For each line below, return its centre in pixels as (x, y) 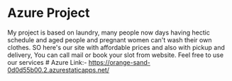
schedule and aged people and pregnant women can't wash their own (110, 39)
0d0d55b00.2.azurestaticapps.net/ (59, 70)
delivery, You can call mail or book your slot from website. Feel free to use (116, 55)
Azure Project (49, 13)
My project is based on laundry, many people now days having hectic (109, 32)
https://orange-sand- (119, 62)
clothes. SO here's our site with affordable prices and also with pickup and (116, 47)
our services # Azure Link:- (47, 62)
